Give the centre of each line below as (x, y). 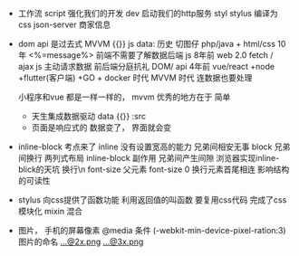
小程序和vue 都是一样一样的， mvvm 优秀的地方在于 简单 (124, 97)
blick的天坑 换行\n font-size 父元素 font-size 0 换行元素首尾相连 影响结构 (154, 169)
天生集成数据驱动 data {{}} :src (89, 116)
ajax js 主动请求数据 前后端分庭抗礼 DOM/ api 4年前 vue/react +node (146, 66)
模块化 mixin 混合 (50, 211)
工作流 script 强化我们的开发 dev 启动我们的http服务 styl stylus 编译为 (148, 13)
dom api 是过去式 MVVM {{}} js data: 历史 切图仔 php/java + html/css (147, 44)
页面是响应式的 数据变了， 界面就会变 (101, 128)
